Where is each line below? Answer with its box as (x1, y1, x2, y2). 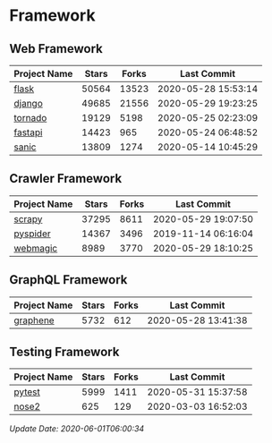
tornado (13, 112, 47, 124)
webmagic (13, 242, 58, 254)
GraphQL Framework (9, 272, 128, 287)
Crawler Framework (9, 171, 123, 186)
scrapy (13, 212, 43, 225)
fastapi (13, 126, 43, 139)
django (13, 98, 43, 109)
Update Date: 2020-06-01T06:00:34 (9, 423, 145, 434)
